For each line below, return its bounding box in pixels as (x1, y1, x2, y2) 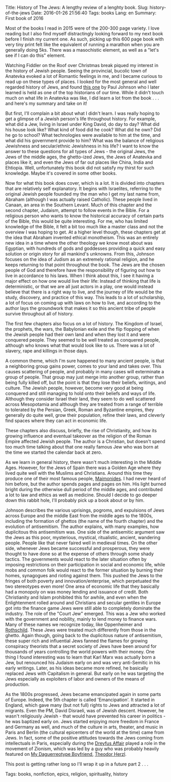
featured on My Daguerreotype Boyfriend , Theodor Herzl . (5, 751, 127, 757)
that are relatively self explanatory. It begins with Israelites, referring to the (5, 185, 162, 192)
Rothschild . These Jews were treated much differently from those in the (5, 627, 156, 633)
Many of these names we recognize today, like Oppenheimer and (5, 622, 142, 627)
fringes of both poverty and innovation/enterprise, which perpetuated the (5, 578, 160, 584)
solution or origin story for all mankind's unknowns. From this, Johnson (5, 251, 155, 257)
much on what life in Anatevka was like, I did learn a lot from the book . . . (5, 95, 159, 101)
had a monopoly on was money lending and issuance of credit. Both (5, 589, 149, 595)
